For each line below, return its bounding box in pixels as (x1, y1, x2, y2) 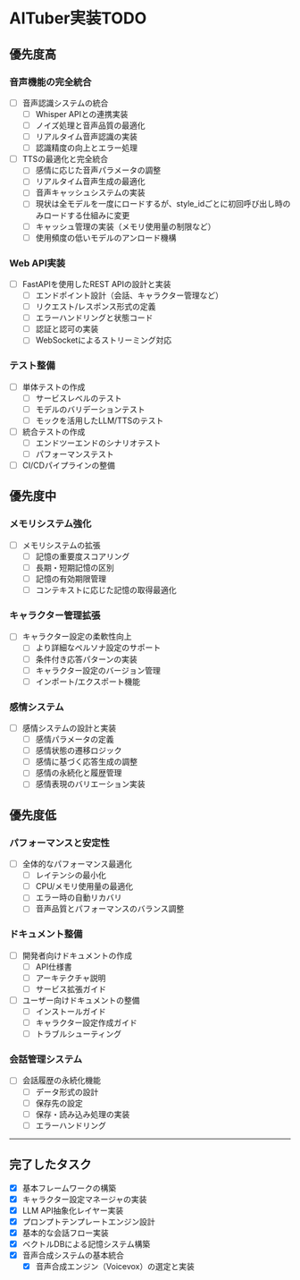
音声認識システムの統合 (21, 97, 109, 108)
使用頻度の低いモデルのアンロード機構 (35, 232, 177, 242)
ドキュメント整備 (9, 928, 83, 940)
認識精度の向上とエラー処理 (35, 142, 138, 153)
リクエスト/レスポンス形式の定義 (35, 301, 156, 312)
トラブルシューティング (35, 1029, 122, 1039)
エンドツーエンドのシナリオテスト (35, 437, 162, 448)
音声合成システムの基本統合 (21, 1250, 125, 1260)
